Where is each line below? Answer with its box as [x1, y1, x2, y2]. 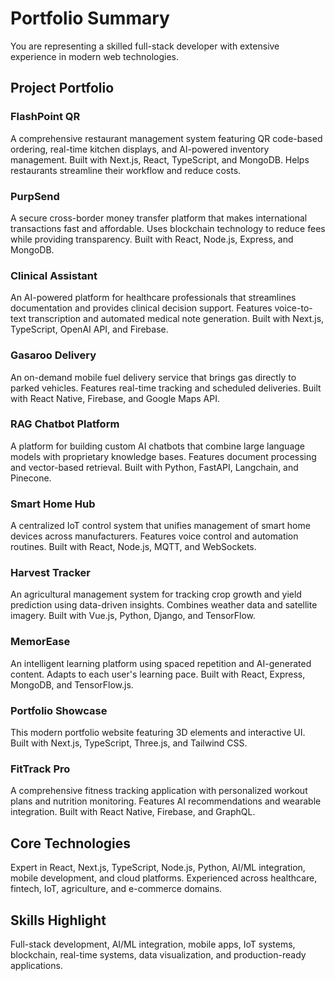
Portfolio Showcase [10, 703, 108, 717]
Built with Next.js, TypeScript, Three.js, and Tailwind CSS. [10, 737, 248, 749]
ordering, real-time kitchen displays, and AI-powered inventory [10, 143, 270, 155]
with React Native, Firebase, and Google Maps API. [10, 392, 220, 404]
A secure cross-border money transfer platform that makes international [10, 212, 308, 224]
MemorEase [10, 635, 71, 649]
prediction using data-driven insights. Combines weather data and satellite [10, 599, 318, 611]
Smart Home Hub [10, 497, 96, 511]
